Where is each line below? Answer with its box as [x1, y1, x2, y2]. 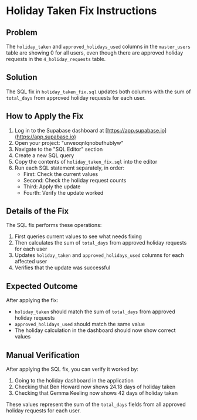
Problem [6, 28, 38, 38]
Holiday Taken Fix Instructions [6, 4, 157, 18]
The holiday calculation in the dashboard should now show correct [14, 327, 176, 334]
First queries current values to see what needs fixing [14, 233, 142, 240]
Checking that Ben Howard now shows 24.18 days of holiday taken [14, 383, 176, 391]
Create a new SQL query [14, 151, 74, 159]
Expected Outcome [6, 281, 78, 291]
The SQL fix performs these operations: [6, 222, 102, 229]
